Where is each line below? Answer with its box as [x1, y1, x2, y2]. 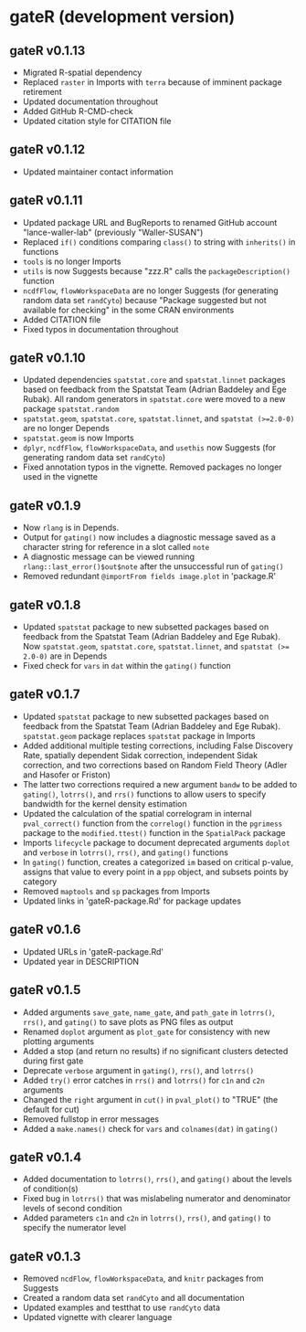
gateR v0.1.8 [9, 597, 81, 613]
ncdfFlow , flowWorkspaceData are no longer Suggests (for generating [22, 285, 279, 296]
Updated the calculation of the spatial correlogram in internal [22, 808, 253, 819]
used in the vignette [22, 471, 99, 482]
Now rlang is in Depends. [22, 523, 120, 534]
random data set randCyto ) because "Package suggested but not [22, 294, 267, 305]
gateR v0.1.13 [9, 43, 86, 58]
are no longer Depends [22, 423, 110, 434]
